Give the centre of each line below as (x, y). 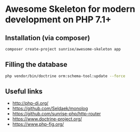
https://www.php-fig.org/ (38, 124)
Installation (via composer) (48, 38)
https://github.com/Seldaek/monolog (50, 109)
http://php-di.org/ (30, 103)
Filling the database (36, 65)
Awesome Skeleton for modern (70, 9)
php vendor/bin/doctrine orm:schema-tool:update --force (65, 76)
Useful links (24, 91)
